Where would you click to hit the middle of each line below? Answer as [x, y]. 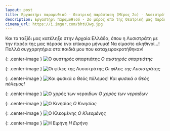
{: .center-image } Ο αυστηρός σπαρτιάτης [79, 59]
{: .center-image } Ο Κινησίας [51, 104]
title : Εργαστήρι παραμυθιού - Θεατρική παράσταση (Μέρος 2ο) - [74, 15]
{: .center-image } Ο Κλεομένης [56, 113]
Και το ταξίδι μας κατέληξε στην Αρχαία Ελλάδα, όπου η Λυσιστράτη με [82, 38]
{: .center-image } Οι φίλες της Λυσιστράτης [83, 69]
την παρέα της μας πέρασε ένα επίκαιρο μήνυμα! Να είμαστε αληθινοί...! [82, 44]
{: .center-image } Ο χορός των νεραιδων [77, 94]
